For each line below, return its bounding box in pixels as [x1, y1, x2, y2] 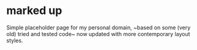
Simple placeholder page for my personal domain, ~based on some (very [6, 24, 191, 31]
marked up [6, 4, 62, 18]
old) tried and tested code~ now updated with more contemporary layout [6, 30, 190, 37]
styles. [6, 37, 23, 44]
